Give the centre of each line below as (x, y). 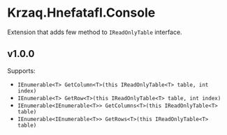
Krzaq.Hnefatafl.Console (81, 13)
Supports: (22, 70)
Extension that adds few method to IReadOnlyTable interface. (95, 32)
